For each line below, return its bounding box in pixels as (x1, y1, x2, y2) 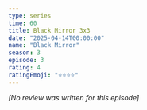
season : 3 (8, 49, 41, 57)
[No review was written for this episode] (8, 92, 140, 102)
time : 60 (8, 19, 37, 27)
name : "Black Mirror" (8, 41, 80, 49)
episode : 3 (8, 57, 44, 65)
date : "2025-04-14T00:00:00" (8, 33, 105, 42)
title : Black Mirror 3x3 (8, 26, 91, 34)
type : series (8, 11, 52, 20)
